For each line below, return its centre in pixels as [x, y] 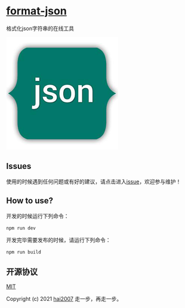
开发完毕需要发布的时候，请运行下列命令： [58, 240]
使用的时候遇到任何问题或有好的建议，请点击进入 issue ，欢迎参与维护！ [94, 182]
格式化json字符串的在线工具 [40, 28]
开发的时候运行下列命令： [38, 216]
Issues [19, 166]
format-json [36, 11]
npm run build [24, 252]
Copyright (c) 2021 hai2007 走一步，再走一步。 [64, 299]
